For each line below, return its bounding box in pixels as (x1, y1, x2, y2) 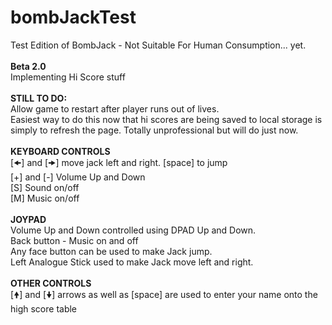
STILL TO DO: (10, 92, 68, 104)
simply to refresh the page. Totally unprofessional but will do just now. (10, 124, 299, 136)
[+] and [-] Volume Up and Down (10, 171, 146, 183)
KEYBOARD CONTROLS (10, 145, 111, 157)
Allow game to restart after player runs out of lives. (10, 102, 220, 115)
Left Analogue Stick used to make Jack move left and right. (10, 256, 254, 268)
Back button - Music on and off (10, 234, 139, 246)
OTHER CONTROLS (10, 277, 92, 289)
